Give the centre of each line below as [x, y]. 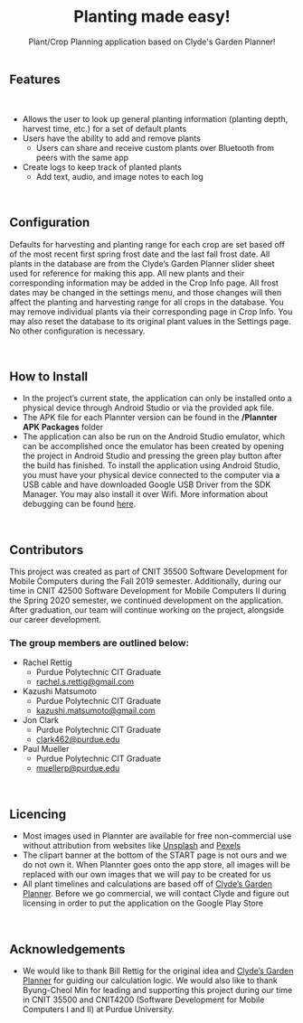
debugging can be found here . [79, 504]
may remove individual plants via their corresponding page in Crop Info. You [151, 311]
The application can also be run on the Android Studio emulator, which [154, 436]
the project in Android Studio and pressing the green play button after [152, 456]
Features [35, 80]
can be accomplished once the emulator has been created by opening [153, 446]
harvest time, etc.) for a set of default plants [104, 128]
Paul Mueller [46, 749]
